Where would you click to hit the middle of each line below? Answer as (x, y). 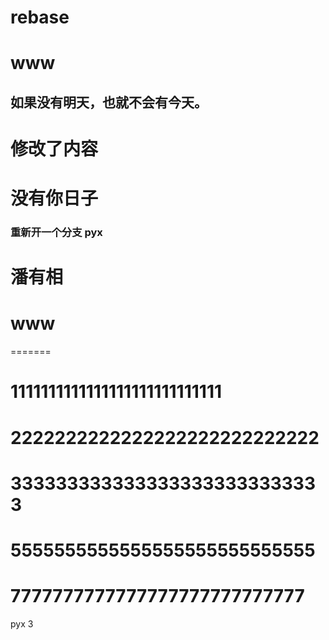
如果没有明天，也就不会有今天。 (109, 102)
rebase (40, 17)
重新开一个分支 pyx (56, 233)
